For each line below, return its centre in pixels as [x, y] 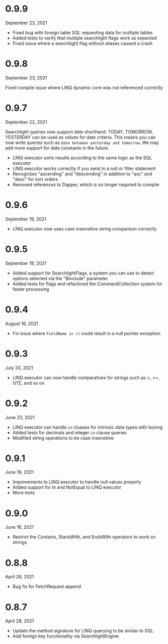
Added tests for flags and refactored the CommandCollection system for [87, 284]
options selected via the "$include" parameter [60, 278]
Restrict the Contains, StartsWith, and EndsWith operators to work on [84, 537]
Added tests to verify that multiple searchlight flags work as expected [85, 38]
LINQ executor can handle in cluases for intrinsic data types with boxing [87, 427]
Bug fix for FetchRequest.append [47, 586]
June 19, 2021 [20, 472]
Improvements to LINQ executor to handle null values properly [77, 482]
